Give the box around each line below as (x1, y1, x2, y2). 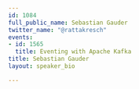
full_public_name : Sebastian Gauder (8, 19, 128, 27)
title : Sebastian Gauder (8, 55, 90, 63)
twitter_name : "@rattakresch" (8, 26, 108, 34)
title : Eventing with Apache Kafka (15, 48, 132, 55)
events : (8, 33, 34, 41)
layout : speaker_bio (8, 62, 76, 70)
